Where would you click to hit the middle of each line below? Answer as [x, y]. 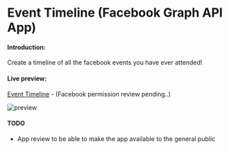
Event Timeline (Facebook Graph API [115, 13]
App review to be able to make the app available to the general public [116, 139]
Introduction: [27, 47]
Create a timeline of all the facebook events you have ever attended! [105, 62]
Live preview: [27, 78]
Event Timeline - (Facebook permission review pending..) [89, 94]
